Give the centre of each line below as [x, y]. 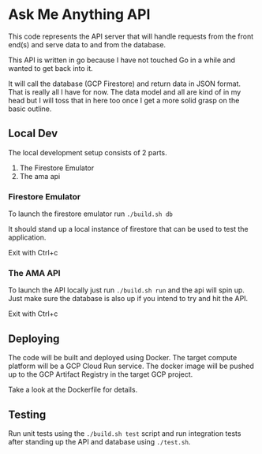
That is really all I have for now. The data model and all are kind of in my [125, 91]
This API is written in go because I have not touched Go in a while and [122, 60]
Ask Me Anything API [79, 15]
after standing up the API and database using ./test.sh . [99, 441]
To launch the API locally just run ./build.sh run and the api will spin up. [126, 290]
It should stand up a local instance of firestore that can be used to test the [128, 229]
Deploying [34, 339]
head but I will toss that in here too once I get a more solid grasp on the [124, 100]
